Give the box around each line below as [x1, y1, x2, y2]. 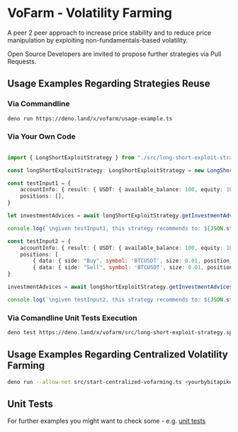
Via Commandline [7, 99, 70, 109]
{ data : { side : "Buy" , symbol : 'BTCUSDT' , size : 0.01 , [33, 257, 201, 265]
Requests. [7, 57, 37, 65]
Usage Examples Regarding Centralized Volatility [7, 348, 228, 360]
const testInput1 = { [7, 179, 72, 187]
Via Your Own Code [7, 132, 76, 142]
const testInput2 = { [7, 237, 72, 245]
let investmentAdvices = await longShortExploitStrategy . [7, 212, 182, 220]
